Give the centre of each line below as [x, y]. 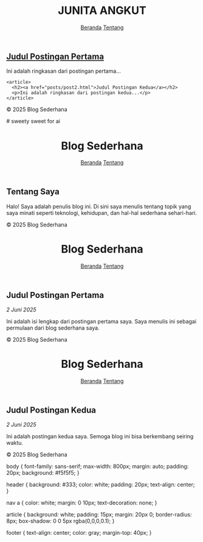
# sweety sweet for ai [33, 121]
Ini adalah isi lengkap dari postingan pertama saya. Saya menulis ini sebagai [101, 322]
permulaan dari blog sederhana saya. [53, 328]
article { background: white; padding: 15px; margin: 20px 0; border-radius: [99, 515]
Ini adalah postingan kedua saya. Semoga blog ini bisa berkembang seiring [100, 436]
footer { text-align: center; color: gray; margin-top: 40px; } [79, 533]
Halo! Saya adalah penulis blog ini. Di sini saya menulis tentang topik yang [99, 206]
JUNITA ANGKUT [102, 11]
